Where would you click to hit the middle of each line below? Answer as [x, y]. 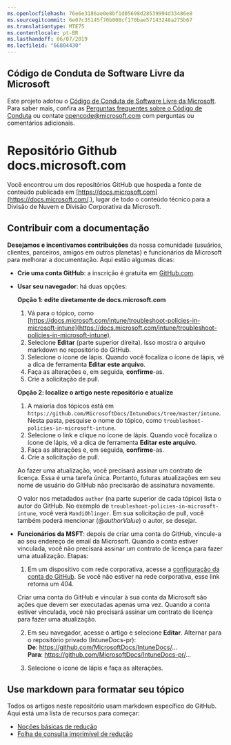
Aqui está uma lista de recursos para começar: [73, 713]
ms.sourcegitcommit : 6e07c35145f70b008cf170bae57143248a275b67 [100, 20]
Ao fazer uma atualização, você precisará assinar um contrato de [110, 470]
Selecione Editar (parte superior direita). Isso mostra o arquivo [116, 342]
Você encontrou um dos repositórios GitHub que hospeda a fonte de [104, 184]
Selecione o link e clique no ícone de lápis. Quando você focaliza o [122, 435]
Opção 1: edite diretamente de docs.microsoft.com [91, 299]
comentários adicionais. [41, 123]
